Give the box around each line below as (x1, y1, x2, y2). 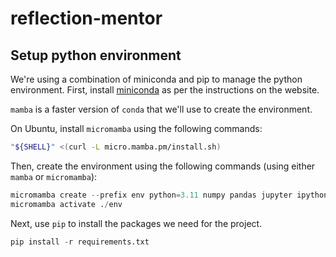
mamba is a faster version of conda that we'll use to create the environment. (10, 103, 313, 115)
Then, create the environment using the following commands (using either (10, 160, 316, 172)
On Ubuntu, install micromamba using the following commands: (10, 123, 263, 134)
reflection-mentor (10, 7, 163, 30)
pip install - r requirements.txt (10, 237, 150, 247)
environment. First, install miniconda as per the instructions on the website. (10, 84, 320, 96)
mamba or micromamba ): (10, 170, 98, 182)
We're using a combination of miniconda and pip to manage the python (10, 73, 303, 85)
